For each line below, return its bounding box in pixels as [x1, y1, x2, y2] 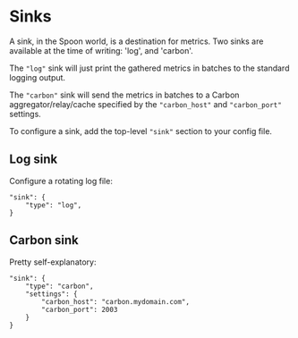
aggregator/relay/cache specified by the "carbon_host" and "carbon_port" [9, 98, 282, 109]
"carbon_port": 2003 [41, 305, 118, 314]
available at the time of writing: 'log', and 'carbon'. [9, 45, 194, 55]
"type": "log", [25, 200, 82, 209]
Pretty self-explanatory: [9, 257, 97, 267]
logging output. [9, 72, 65, 82]
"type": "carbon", [25, 282, 94, 291]
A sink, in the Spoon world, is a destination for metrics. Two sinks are [9, 36, 264, 46]
